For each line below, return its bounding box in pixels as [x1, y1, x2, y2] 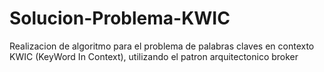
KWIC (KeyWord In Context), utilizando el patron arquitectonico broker [9, 50, 299, 62]
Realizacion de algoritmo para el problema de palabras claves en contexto [9, 40, 315, 52]
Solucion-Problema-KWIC [9, 7, 231, 30]
